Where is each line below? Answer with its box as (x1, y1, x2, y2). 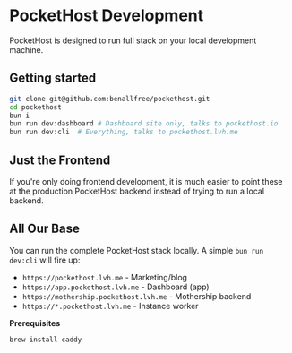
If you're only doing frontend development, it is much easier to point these (9, 176, 283, 186)
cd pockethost (9, 102, 63, 112)
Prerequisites (9, 317, 61, 328)
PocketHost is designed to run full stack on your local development (9, 35, 257, 46)
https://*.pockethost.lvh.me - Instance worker (21, 300, 199, 311)
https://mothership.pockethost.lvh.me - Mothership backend (21, 290, 252, 301)
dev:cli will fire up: (9, 254, 81, 265)
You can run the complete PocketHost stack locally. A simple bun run (9, 245, 264, 255)
